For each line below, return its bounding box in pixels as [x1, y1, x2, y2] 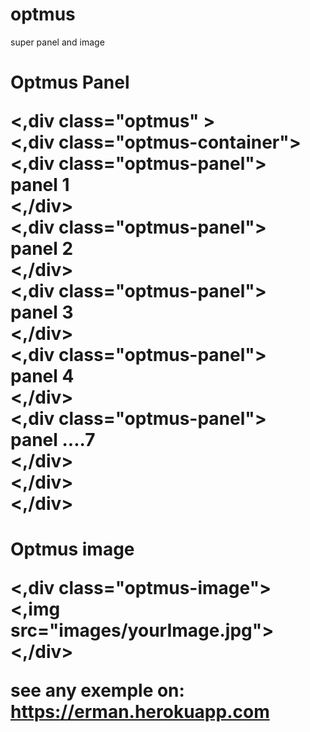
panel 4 [10, 365, 75, 388]
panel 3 [10, 301, 74, 324]
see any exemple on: [10, 679, 185, 702]
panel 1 [10, 174, 70, 197]
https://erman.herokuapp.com [10, 701, 270, 723]
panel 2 [10, 238, 74, 260]
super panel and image [10, 36, 105, 48]
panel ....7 [10, 429, 96, 452]
